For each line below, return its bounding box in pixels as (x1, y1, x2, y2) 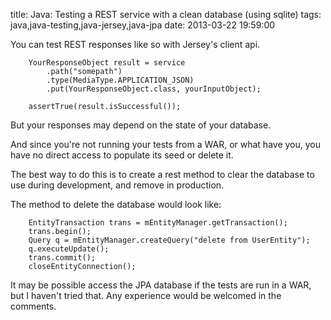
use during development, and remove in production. (10, 179, 225, 191)
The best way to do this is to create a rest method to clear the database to (10, 169, 315, 180)
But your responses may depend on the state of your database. (10, 119, 272, 131)
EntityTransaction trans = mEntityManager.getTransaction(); (28, 218, 288, 228)
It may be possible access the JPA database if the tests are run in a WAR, (10, 279, 312, 291)
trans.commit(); (28, 253, 97, 263)
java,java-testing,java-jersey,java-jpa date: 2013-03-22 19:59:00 (10, 19, 276, 31)
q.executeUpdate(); (28, 244, 110, 254)
